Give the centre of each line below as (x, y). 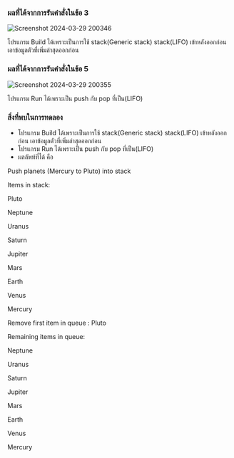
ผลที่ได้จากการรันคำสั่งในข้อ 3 (48, 13)
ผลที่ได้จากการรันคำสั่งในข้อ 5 (48, 69)
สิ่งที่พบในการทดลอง (35, 117)
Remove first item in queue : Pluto (57, 323)
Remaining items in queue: (46, 336)
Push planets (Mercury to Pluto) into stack (69, 171)
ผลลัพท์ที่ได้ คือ (35, 157)
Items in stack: (29, 184)
